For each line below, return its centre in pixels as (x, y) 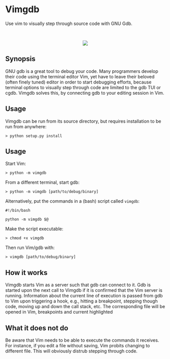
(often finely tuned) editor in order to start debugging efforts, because (78, 82)
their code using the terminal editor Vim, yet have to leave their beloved (80, 76)
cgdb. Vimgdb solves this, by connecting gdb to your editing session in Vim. (85, 93)
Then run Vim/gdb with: (30, 247)
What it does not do (37, 328)
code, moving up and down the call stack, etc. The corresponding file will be (85, 307)
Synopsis (20, 59)
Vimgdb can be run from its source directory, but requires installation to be (83, 121)
